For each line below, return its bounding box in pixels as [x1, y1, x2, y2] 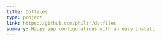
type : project [6, 14, 43, 20]
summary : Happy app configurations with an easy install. [6, 25, 158, 32]
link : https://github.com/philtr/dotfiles [6, 20, 117, 26]
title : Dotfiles [6, 8, 48, 15]
